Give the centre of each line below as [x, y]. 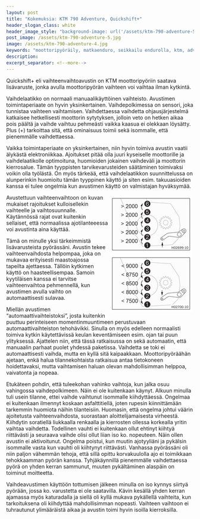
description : [22, 57]
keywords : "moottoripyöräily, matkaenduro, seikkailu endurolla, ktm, [96, 51]
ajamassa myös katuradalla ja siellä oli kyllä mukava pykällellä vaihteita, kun [99, 497]
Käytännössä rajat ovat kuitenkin [46, 216]
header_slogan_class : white [41, 25]
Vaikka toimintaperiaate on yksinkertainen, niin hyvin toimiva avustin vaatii [97, 148]
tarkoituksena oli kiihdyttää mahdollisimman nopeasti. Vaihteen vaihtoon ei [98, 503]
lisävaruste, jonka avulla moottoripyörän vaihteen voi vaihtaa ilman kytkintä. [99, 87]
